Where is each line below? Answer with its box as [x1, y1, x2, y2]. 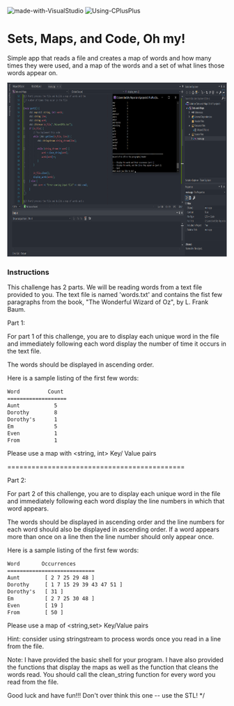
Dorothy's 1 [7, 416, 58, 424]
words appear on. [7, 68, 58, 77]
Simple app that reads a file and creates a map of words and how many [7, 54, 212, 62]
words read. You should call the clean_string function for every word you [7, 671, 216, 679]
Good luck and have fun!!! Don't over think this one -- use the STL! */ [7, 691, 205, 700]
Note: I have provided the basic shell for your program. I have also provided [7, 656, 224, 664]
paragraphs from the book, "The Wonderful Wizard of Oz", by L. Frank [7, 298, 209, 306]
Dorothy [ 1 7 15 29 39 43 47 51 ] [7, 581, 123, 588]
